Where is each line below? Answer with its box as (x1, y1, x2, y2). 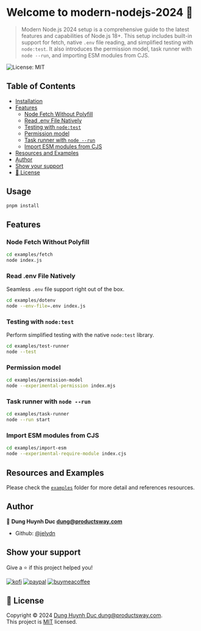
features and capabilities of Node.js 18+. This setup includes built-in (21, 32, 192, 39)
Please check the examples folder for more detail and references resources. (6, 483, 195, 491)
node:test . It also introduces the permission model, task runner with (21, 45, 192, 52)
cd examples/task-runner (6, 411, 69, 417)
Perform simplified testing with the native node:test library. (6, 331, 154, 339)
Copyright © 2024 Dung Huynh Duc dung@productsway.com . (6, 611, 163, 619)
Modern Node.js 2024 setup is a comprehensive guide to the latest (21, 26, 189, 33)
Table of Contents (6, 81, 76, 92)
